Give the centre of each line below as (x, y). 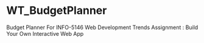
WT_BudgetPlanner (57, 11)
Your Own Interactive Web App (45, 33)
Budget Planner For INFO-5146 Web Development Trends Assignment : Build (102, 27)
